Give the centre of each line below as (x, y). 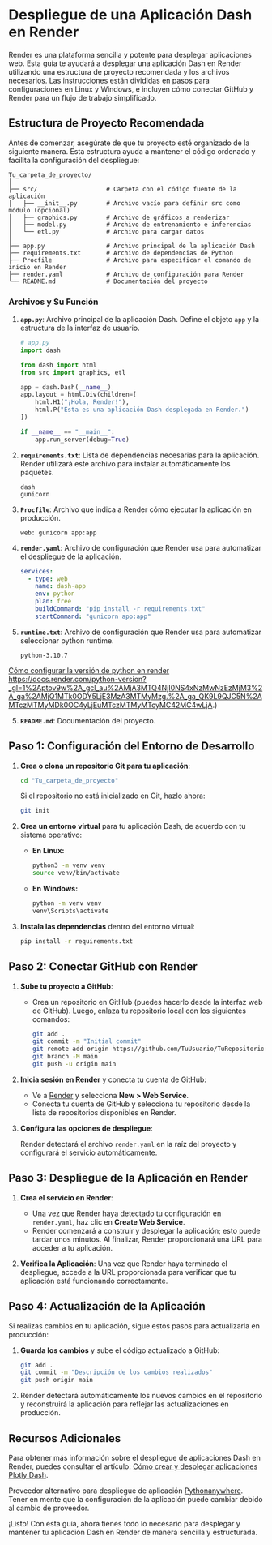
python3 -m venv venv (68, 865)
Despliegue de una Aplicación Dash (130, 15)
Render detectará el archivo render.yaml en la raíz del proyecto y (128, 1144)
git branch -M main (65, 1057)
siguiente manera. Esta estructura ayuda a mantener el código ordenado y (132, 151)
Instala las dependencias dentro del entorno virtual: (108, 926)
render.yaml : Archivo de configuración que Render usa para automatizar (140, 547)
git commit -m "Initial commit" (87, 1041)
